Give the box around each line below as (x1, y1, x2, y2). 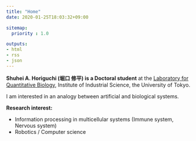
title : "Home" (6, 8, 41, 15)
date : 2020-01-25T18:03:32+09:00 (6, 14, 89, 20)
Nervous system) (14, 122, 57, 129)
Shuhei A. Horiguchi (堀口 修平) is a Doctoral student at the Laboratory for (6, 75, 189, 82)
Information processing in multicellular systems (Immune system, (14, 116, 174, 123)
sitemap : (6, 25, 28, 31)
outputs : (6, 41, 28, 47)
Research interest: (6, 104, 53, 111)
